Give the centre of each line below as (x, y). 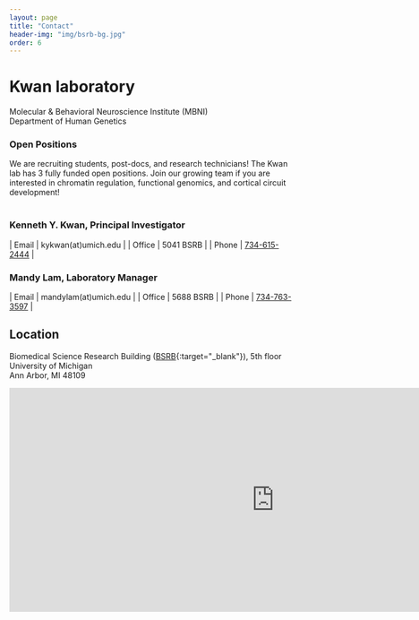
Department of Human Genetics (68, 121)
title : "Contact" (42, 26)
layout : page (34, 17)
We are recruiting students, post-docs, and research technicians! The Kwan (149, 164)
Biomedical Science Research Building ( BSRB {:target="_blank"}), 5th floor (145, 356)
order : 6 (26, 43)
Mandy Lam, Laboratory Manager (84, 277)
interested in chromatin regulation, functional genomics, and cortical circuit (148, 183)
